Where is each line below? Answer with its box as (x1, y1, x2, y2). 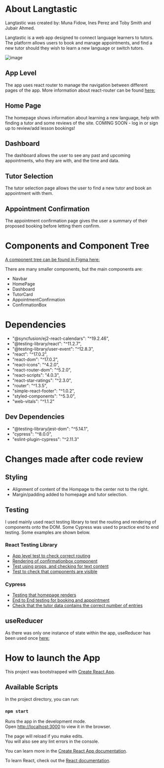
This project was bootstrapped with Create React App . (5, 668, 116, 674)
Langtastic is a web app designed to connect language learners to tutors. (5, 35, 154, 40)
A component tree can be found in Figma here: (5, 256, 100, 262)
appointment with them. (5, 190, 53, 196)
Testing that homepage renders (12, 592, 76, 598)
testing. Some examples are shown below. (5, 529, 91, 535)
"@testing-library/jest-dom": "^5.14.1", (12, 426, 89, 432)
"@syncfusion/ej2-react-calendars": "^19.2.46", (12, 335, 110, 341)
